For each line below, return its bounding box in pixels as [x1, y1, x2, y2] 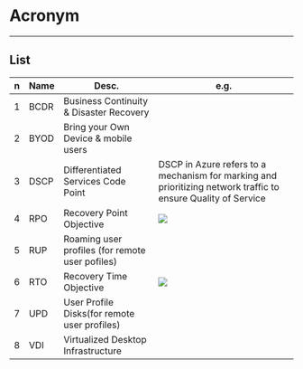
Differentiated [63, 164, 122, 176]
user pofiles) [63, 255, 117, 268]
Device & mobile [63, 132, 133, 145]
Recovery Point [63, 206, 128, 219]
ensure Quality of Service [158, 192, 266, 204]
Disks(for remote [63, 307, 135, 319]
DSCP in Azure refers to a [158, 157, 267, 170]
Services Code [63, 175, 126, 187]
